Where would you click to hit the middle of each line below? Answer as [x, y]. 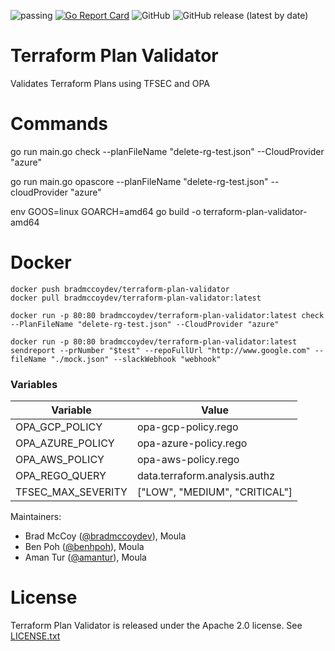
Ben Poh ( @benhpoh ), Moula [84, 547]
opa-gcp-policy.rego [187, 427]
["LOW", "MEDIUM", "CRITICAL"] [214, 492]
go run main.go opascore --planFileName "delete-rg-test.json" [139, 181]
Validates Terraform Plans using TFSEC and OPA [110, 83]
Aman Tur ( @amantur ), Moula [85, 557]
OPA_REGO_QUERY [61, 476]
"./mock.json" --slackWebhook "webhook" [136, 359]
